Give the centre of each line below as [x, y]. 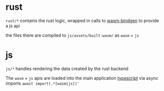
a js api [13, 25]
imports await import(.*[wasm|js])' [43, 83]
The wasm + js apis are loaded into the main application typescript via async [82, 78]
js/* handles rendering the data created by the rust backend [67, 68]
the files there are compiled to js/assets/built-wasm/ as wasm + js [72, 35]
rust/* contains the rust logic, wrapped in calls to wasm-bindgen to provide [82, 21]
